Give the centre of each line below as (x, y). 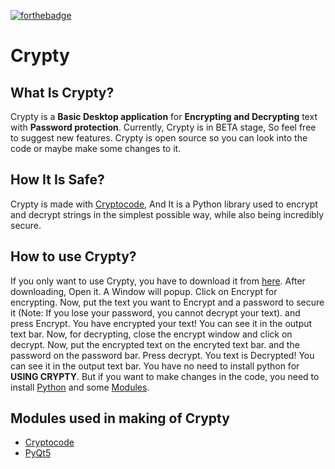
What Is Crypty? (62, 92)
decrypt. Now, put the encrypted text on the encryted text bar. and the (155, 344)
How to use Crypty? (73, 256)
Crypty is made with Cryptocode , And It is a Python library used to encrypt (164, 204)
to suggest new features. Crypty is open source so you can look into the (159, 138)
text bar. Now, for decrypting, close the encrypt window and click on (151, 334)
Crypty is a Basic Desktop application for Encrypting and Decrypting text (164, 116)
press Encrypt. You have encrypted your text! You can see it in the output (161, 323)
